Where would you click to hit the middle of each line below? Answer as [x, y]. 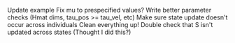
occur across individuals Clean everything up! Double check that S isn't [110, 25]
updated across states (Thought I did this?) [69, 32]
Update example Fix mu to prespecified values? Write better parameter [109, 10]
